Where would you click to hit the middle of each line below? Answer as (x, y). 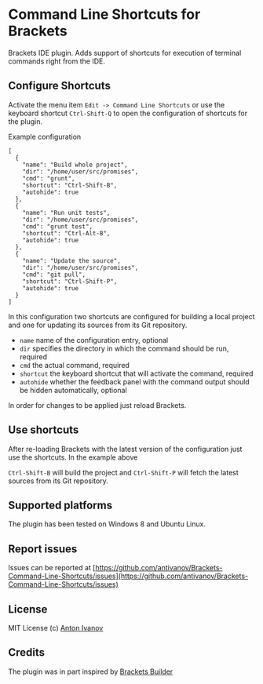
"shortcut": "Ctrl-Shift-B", (70, 185)
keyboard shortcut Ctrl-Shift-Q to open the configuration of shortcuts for (128, 113)
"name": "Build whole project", (75, 165)
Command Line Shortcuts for (104, 15)
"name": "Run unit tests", (66, 213)
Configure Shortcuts (60, 86)
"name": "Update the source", (72, 260)
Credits (27, 653)
